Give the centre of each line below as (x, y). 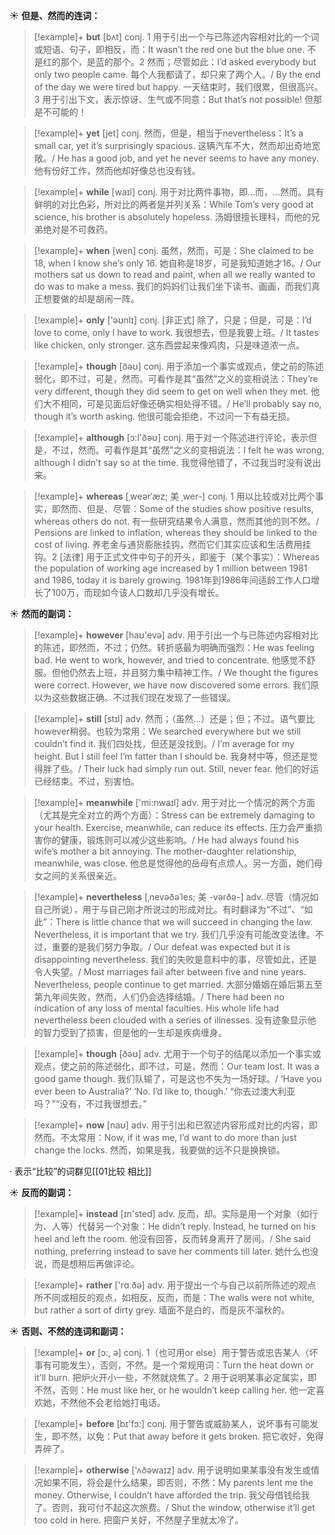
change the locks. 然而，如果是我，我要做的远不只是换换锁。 (159, 1150)
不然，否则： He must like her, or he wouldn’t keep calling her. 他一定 (174, 1390)
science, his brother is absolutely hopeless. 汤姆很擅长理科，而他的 (172, 217)
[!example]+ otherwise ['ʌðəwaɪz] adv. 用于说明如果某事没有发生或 (172, 1470)
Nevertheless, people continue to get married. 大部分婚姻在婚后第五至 (178, 984)
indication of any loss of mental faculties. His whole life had (156, 1008)
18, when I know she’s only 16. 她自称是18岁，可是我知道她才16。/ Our (177, 263)
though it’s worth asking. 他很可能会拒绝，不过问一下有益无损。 (164, 416)
